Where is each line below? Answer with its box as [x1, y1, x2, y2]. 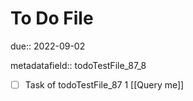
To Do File [10, 7, 94, 30]
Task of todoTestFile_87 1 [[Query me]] [24, 78, 185, 91]
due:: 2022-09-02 [10, 40, 86, 52]
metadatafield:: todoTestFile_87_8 [10, 59, 147, 71]
